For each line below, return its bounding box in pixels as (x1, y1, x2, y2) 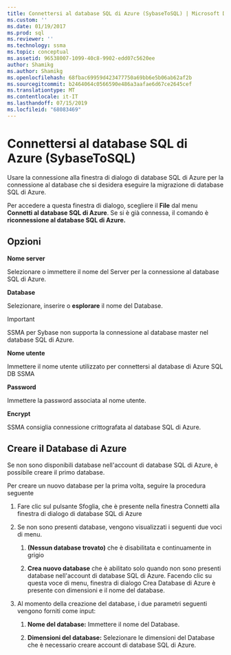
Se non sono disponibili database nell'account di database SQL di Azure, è (7, 461, 219, 469)
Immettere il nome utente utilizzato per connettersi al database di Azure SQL (7, 362, 223, 371)
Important (7, 315, 35, 323)
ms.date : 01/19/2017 (7, 23, 67, 30)
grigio (27, 551, 45, 559)
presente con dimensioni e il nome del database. (27, 586, 165, 594)
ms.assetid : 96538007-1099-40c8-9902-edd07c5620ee (7, 55, 155, 62)
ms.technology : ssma (7, 42, 67, 49)
